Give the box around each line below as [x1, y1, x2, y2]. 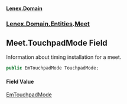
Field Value [6, 78, 34, 85]
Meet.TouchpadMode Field [6, 37, 108, 48]
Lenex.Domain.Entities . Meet [6, 20, 90, 28]
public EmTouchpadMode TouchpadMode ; [6, 65, 99, 71]
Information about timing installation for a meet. [6, 53, 122, 61]
